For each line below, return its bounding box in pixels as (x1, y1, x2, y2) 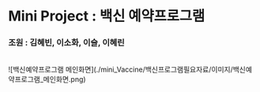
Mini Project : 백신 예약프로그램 (8, 7, 205, 25)
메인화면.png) (43, 75, 86, 84)
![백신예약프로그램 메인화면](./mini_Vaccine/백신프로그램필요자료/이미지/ (8, 64, 233, 75)
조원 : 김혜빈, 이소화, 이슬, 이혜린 (8, 37, 125, 48)
